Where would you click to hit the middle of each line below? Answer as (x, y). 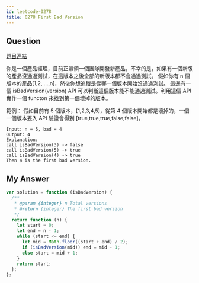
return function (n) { (39, 220)
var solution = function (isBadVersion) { (59, 192)
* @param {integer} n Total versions (61, 203)
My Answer (28, 179)
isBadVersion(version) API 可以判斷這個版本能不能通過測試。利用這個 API (102, 91)
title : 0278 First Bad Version (45, 17)
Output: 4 (18, 135)
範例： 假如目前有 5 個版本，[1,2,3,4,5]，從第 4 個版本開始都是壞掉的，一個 (98, 111)
